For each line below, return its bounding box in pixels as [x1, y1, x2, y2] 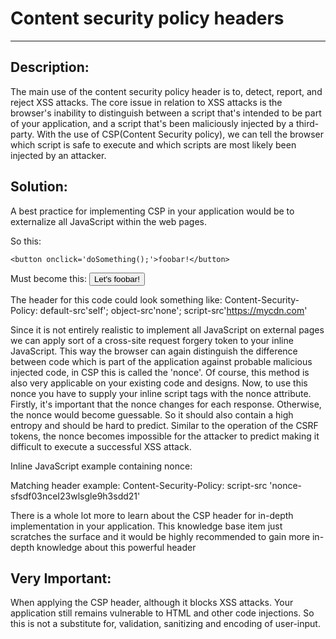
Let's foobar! [93, 273, 140, 284]
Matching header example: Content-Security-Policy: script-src [10, 479, 268, 491]
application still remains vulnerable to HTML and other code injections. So [10, 607, 315, 619]
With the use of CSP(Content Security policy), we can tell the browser [36, 128, 325, 140]
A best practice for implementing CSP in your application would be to [10, 205, 295, 217]
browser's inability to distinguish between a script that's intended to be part [10, 107, 322, 119]
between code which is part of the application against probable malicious [10, 355, 313, 367]
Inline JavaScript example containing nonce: [10, 460, 193, 472]
